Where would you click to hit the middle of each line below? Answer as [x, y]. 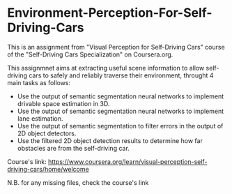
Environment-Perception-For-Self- [110, 13]
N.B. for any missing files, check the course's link [78, 182]
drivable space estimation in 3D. [63, 103]
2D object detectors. [47, 133]
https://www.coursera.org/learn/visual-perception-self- [127, 161]
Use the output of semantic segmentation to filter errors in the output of [120, 126]
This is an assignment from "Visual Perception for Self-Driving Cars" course [116, 47]
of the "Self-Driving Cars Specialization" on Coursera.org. [90, 54]
